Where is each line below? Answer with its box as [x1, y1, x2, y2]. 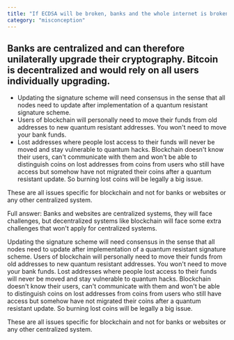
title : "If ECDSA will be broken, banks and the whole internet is [7, 10, 208, 17]
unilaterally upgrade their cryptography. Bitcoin [7, 53, 219, 65]
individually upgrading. [7, 75, 111, 87]
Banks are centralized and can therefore [7, 42, 185, 54]
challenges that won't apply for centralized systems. [7, 224, 157, 233]
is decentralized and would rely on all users [7, 64, 200, 76]
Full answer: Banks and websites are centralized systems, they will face [7, 210, 212, 218]
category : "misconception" [7, 17, 86, 24]
